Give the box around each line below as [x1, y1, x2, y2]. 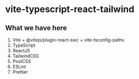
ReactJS [12, 48, 30, 53]
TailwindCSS [12, 53, 39, 59]
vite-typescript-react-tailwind [5, 4, 134, 15]
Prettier [12, 69, 28, 75]
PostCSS [12, 58, 31, 64]
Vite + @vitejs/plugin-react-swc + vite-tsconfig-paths [12, 37, 124, 43]
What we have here [5, 24, 67, 32]
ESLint [12, 64, 26, 69]
